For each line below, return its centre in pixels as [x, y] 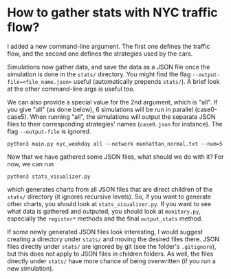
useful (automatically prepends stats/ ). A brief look [146, 81]
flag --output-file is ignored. [49, 131]
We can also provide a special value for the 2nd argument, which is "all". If [112, 102]
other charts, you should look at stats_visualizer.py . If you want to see [109, 203]
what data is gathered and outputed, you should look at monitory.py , [104, 211]
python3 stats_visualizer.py [49, 177]
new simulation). [30, 268]
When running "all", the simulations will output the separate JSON [123, 116]
